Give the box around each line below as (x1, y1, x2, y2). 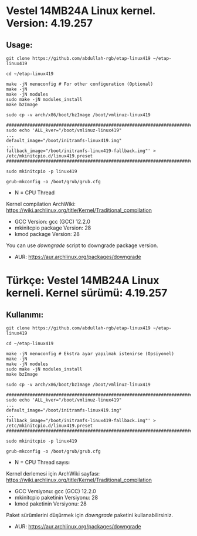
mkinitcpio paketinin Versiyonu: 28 (14, 494, 98, 501)
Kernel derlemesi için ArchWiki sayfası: (6, 470, 100, 477)
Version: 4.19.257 (6, 16, 93, 30)
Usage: (6, 40, 33, 50)
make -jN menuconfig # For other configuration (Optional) (6, 81, 154, 87)
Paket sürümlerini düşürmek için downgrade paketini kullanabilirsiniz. (6, 512, 174, 518)
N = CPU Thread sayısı (14, 459, 70, 466)
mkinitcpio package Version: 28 (14, 224, 91, 231)
